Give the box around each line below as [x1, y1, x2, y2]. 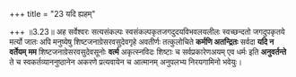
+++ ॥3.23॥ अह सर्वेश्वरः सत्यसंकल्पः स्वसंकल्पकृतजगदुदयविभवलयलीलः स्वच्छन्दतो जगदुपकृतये [9, 27, 285, 37]
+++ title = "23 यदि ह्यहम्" [9, 9, 96, 19]
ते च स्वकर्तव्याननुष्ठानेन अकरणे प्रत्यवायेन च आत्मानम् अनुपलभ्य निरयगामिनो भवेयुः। [9, 56, 242, 67]
